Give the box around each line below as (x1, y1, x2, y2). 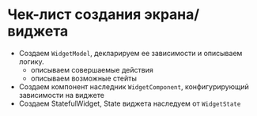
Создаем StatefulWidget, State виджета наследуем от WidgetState (18, 99, 241, 108)
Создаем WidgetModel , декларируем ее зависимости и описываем (18, 48, 243, 58)
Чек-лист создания (7, 6, 142, 24)
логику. (18, 57, 44, 66)
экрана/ (144, 6, 200, 24)
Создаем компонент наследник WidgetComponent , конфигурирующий (18, 81, 250, 92)
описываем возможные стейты (30, 73, 138, 83)
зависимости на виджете (18, 90, 104, 99)
